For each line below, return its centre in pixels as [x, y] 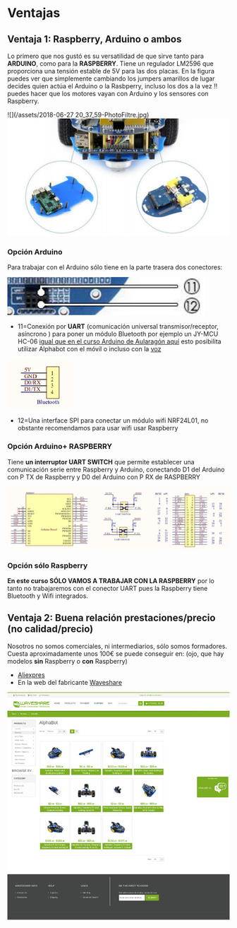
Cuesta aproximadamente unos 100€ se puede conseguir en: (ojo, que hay [116, 653]
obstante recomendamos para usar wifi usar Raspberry [98, 428]
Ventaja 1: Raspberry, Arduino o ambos [95, 39]
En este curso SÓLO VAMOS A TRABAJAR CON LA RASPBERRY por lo [111, 581]
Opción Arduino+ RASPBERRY [60, 447]
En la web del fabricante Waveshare [69, 682]
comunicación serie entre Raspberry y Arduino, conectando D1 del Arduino [116, 469]
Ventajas [34, 13]
